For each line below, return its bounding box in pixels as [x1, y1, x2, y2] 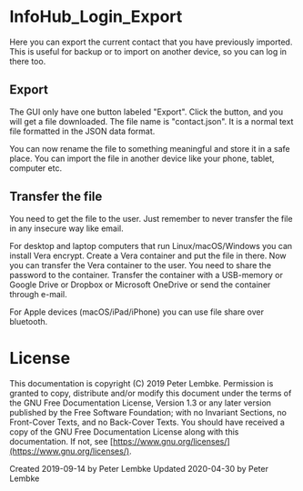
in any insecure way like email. [9, 223, 125, 234]
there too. [9, 55, 46, 66]
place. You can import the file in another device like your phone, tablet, [9, 153, 275, 164]
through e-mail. [9, 288, 67, 299]
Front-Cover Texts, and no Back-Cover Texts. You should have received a [9, 416, 285, 427]
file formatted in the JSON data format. [9, 125, 156, 136]
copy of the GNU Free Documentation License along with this [9, 426, 239, 437]
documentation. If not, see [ [9, 436, 114, 446]
